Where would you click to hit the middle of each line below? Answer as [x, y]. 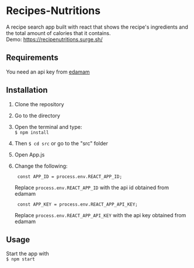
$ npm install [32, 133]
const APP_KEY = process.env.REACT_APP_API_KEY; [78, 204]
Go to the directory [37, 116]
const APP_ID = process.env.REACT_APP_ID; [70, 176]
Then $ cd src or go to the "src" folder [61, 143]
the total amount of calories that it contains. [58, 33]
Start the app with [28, 254]
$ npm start [20, 259]
